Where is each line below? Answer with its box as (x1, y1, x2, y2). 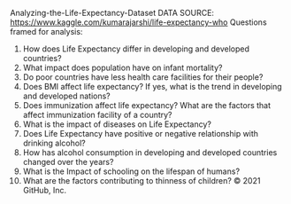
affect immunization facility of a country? (22, 110, 172, 120)
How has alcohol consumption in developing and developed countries (22, 147, 278, 158)
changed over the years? (22, 157, 114, 167)
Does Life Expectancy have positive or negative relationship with (22, 129, 259, 138)
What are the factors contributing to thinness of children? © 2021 (22, 176, 261, 185)
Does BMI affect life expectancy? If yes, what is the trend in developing (22, 82, 282, 91)
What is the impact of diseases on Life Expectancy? (22, 119, 211, 129)
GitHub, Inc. (22, 185, 67, 195)
